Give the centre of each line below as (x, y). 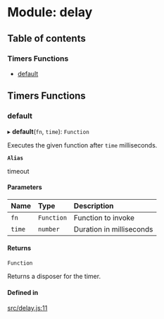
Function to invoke (104, 217)
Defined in (23, 292)
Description (94, 205)
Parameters (25, 187)
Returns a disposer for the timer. (54, 276)
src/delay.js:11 (27, 308)
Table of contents (46, 38)
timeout (18, 171)
